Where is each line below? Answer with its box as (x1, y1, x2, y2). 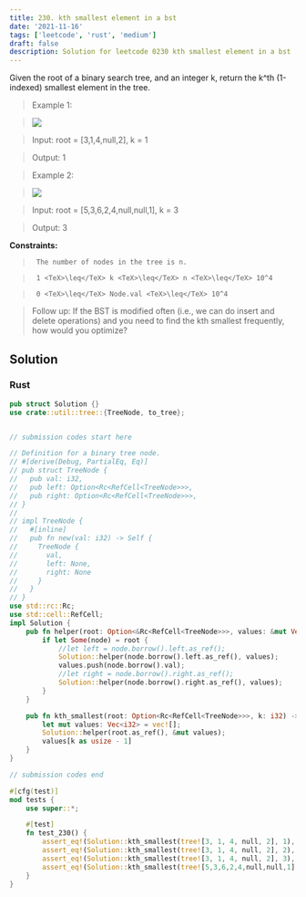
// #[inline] (9, 526, 67, 535)
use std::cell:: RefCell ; (9, 610, 104, 620)
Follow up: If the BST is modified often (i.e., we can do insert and (31, 306, 275, 317)
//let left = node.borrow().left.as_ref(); (57, 644, 226, 653)
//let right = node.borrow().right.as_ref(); (57, 670, 234, 679)
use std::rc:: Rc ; (9, 601, 76, 611)
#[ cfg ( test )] (9, 787, 59, 796)
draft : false (9, 38, 59, 48)
